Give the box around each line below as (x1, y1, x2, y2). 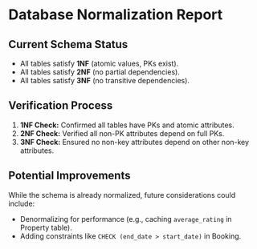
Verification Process (8, 98, 113, 113)
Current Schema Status (8, 38, 128, 51)
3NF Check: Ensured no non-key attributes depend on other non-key (19, 137, 250, 147)
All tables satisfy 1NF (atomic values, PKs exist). (19, 58, 179, 68)
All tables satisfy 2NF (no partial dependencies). (19, 67, 181, 77)
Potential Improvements (8, 169, 131, 183)
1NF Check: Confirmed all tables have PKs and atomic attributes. (19, 120, 235, 130)
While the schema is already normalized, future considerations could (8, 190, 236, 199)
